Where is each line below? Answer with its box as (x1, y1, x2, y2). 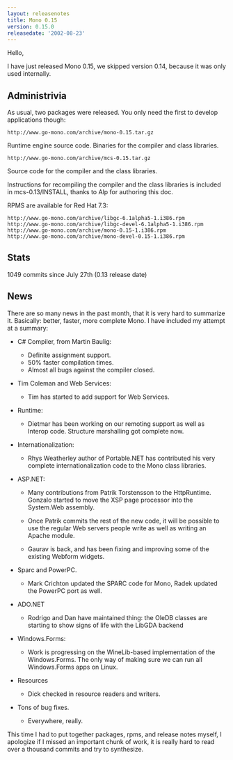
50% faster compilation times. (27, 358, 114, 366)
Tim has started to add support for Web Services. (27, 393, 170, 401)
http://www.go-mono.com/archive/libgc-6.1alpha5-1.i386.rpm (7, 215, 186, 222)
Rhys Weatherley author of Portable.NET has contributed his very (27, 454, 216, 462)
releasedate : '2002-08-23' (7, 29, 86, 37)
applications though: (7, 116, 66, 124)
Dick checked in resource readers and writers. (27, 690, 161, 698)
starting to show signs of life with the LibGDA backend (27, 621, 184, 629)
